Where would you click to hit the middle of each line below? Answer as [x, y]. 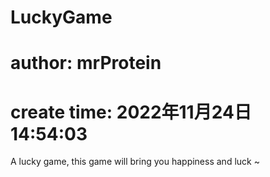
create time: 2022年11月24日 [131, 112]
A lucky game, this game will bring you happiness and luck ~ [135, 162]
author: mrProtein [86, 63]
